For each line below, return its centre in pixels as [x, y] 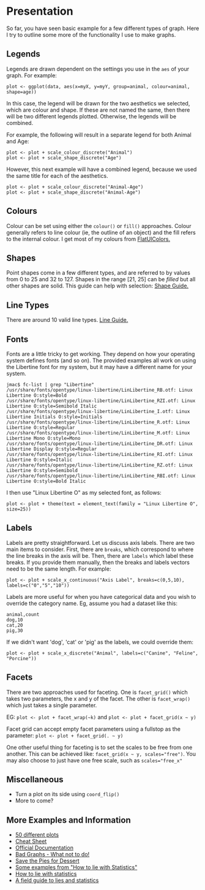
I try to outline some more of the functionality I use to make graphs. [91, 34]
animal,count [23, 614]
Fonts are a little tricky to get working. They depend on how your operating [101, 354]
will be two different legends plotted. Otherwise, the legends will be [91, 116]
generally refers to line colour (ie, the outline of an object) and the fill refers [101, 232]
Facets [20, 678]
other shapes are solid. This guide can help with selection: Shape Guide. [97, 286]
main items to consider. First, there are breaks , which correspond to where [100, 549]
